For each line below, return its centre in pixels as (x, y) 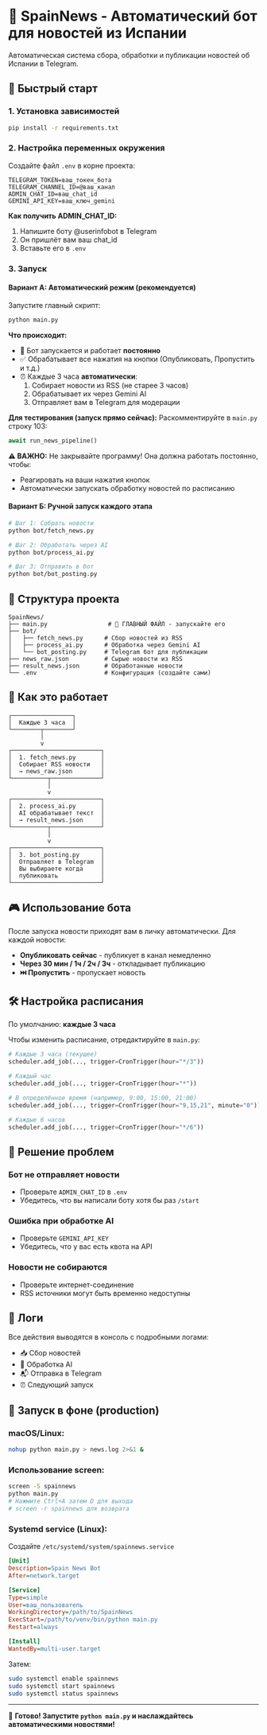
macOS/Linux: (37, 1433)
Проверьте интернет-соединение (77, 1285)
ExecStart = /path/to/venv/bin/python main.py (83, 1620)
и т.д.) (30, 368)
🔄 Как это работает (58, 697)
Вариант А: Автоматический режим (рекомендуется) (102, 288)
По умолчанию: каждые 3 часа (62, 1025)
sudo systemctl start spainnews (62, 1686)
